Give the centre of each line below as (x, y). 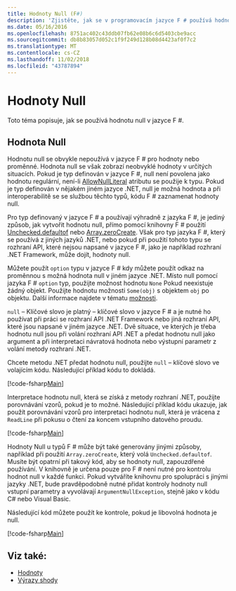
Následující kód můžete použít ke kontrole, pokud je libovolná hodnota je (112, 512)
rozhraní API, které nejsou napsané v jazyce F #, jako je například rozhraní (114, 247)
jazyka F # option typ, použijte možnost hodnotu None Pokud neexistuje (110, 283)
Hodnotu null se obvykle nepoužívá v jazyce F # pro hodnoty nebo (104, 159)
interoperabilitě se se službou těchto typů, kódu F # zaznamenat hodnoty (113, 197)
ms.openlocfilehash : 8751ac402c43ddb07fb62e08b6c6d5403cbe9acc (102, 33)
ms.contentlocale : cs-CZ (44, 53)
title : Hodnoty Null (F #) (45, 14)
